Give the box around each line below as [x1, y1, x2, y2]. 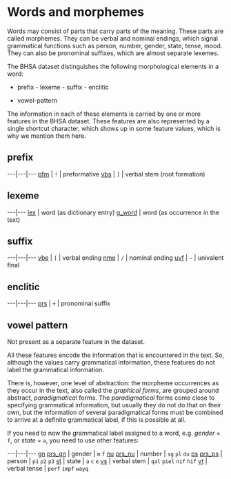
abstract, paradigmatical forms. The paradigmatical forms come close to [7, 394, 215, 402]
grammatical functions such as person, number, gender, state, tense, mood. [7, 41, 223, 50]
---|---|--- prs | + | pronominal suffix [7, 299, 110, 307]
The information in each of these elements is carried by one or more [7, 110, 201, 118]
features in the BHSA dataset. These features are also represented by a [7, 116, 210, 125]
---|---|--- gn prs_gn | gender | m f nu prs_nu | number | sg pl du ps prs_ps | [7, 449, 223, 458]
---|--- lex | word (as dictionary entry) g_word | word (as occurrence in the [7, 208, 219, 216]
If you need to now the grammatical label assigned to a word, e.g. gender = [7, 429, 221, 437]
